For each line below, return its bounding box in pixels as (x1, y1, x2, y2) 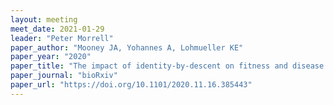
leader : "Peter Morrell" (10, 33, 114, 43)
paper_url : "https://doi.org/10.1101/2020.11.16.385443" (10, 80, 253, 90)
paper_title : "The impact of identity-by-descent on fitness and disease (10, 61, 325, 71)
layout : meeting (10, 14, 78, 25)
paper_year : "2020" (10, 52, 92, 62)
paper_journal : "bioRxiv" (10, 71, 118, 81)
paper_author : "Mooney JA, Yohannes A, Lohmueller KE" (10, 42, 244, 53)
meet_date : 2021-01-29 (10, 24, 105, 34)
